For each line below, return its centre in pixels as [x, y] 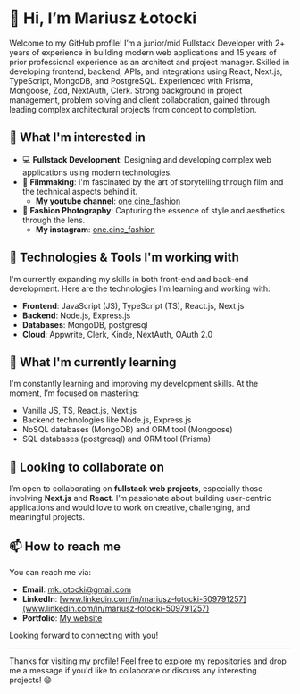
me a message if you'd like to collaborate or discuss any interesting [133, 670]
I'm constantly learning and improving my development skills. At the [134, 384]
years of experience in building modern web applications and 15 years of [143, 52]
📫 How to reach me [65, 546]
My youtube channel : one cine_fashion [108, 201]
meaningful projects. [47, 517]
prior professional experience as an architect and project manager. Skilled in [150, 62]
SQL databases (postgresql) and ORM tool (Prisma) [117, 439]
